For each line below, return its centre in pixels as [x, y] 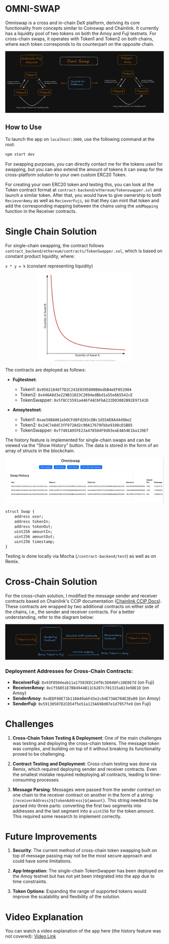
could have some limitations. [42, 861]
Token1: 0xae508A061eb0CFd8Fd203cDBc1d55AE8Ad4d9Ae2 [76, 419]
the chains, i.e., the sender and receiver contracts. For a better [70, 612]
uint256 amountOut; [35, 537]
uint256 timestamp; [35, 542]
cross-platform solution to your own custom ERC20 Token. [66, 175]
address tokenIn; [32, 522]
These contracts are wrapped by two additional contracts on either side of [82, 607]
